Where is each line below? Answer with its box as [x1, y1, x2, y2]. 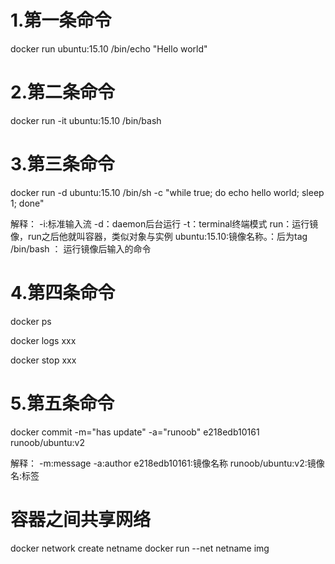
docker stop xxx [10, 354, 77, 366]
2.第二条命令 [10, 81, 115, 104]
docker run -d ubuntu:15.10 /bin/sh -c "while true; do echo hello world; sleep [10, 186, 325, 198]
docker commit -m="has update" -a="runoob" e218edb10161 [10, 426, 260, 438]
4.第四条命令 [10, 282, 116, 304]
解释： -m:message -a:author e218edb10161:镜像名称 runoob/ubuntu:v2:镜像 [10, 457, 325, 469]
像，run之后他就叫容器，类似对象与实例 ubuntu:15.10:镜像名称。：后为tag [10, 230, 308, 242]
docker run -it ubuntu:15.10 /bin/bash [10, 114, 162, 126]
